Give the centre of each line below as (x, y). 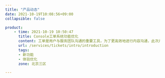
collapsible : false (25, 19)
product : (14, 27)
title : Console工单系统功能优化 (48, 37)
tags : (24, 50)
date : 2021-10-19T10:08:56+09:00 (39, 14)
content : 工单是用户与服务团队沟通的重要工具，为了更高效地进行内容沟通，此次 (88, 41)
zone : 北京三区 (32, 64)
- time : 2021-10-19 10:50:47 (44, 32)
